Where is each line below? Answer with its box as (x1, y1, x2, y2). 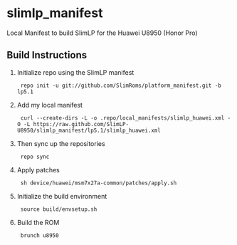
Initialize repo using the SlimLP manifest (16, 68, 135, 76)
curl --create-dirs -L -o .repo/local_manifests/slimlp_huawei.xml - (20, 114, 231, 122)
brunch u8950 (20, 231, 59, 239)
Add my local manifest (16, 100, 83, 109)
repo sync (20, 153, 50, 160)
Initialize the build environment (16, 192, 107, 200)
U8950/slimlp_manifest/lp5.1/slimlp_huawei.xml (16, 127, 161, 134)
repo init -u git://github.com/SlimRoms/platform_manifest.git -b (20, 82, 221, 89)
